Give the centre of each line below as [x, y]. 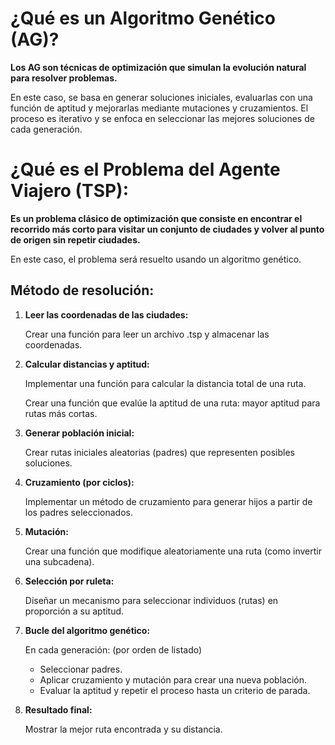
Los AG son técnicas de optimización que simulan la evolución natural [158, 67]
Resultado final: [58, 709]
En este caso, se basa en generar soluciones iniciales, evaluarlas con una [161, 97]
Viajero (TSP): [70, 191]
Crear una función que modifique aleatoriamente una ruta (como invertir [173, 551]
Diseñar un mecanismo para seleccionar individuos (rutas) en [151, 600]
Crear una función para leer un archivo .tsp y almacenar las [147, 334]
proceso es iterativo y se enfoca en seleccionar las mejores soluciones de [162, 118]
